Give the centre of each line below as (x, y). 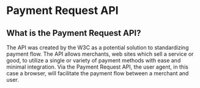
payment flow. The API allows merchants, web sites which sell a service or (100, 54)
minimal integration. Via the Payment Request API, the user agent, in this (97, 67)
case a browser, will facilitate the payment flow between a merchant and (98, 73)
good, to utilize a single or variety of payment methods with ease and (94, 60)
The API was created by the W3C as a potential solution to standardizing (98, 47)
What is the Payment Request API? (74, 33)
